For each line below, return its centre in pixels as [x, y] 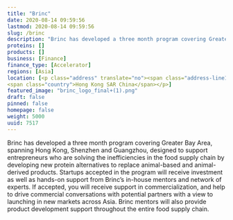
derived [18, 172]
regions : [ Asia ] [31, 71]
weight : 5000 [26, 116]
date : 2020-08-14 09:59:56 [46, 20]
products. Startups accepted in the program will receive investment [127, 172]
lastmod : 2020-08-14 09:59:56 [51, 26]
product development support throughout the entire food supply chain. [108, 209]
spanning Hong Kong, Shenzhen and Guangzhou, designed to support [107, 150]
